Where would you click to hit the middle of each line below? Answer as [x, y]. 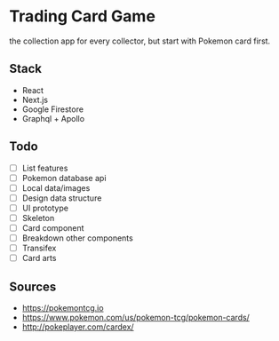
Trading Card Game [82, 16]
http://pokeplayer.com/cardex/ [78, 327]
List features [45, 168]
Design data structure [62, 198]
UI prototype [45, 208]
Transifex [39, 248]
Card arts [39, 258]
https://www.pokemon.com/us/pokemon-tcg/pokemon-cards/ [136, 317]
